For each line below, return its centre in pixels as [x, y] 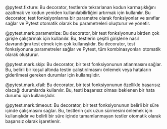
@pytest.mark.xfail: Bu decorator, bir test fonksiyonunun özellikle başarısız [83, 85]
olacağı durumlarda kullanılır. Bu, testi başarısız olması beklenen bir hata [80, 90]
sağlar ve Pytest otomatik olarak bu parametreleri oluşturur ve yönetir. [78, 23]
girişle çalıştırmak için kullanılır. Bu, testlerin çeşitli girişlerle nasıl [72, 38]
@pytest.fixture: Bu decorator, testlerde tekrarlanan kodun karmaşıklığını [81, 7]
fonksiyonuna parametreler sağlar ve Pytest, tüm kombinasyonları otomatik [83, 49]
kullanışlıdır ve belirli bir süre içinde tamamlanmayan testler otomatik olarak [83, 116]
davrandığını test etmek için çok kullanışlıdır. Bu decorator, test [70, 44]
